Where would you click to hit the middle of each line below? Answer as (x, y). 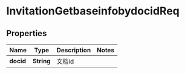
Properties (27, 33)
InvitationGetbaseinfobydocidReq (93, 11)
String (41, 61)
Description (74, 50)
